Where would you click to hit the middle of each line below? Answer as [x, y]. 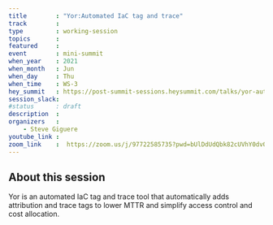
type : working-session [63, 31]
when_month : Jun [41, 69]
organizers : [34, 122]
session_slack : [34, 99]
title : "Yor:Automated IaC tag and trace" [96, 16]
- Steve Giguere [51, 129]
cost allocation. [34, 214]
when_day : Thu [41, 76]
